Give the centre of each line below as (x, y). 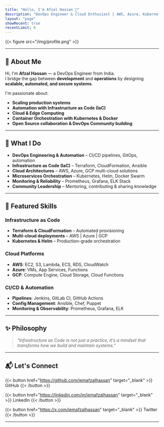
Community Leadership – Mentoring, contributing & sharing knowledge (84, 186)
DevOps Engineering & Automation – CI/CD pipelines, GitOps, (75, 155)
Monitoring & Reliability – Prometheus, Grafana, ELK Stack (71, 181)
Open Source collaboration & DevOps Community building (72, 123)
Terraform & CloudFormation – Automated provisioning (68, 231)
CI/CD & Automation (30, 287)
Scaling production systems (41, 103)
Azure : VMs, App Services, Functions (50, 270)
